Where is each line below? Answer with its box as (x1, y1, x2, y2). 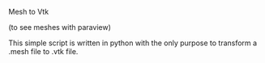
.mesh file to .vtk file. (8, 47, 79, 56)
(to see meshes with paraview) (8, 23, 111, 31)
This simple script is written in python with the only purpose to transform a (8, 38, 258, 48)
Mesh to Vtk (8, 7, 49, 16)
